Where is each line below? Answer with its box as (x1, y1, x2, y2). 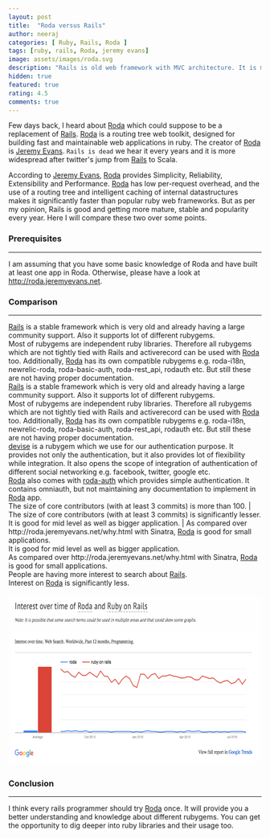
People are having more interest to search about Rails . (8, 569, 187, 578)
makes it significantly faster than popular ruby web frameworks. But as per (8, 196, 256, 206)
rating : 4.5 (8, 89, 48, 97)
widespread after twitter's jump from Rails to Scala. (8, 155, 178, 165)
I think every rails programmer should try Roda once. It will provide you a (8, 803, 249, 813)
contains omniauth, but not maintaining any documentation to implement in (8, 484, 256, 493)
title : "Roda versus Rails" (8, 21, 106, 30)
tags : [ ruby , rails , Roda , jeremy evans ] (8, 47, 149, 55)
